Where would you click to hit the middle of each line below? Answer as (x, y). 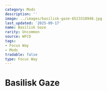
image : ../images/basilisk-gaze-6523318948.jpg (54, 18)
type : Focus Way (21, 59)
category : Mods (20, 9)
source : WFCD (18, 37)
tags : (10, 41)
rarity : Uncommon (22, 32)
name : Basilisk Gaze (26, 28)
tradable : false (21, 54)
